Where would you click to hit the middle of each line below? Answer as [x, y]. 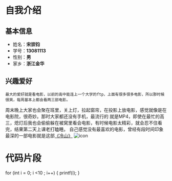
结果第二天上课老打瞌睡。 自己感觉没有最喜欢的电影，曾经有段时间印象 [89, 129]
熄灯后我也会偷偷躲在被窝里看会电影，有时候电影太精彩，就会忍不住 [86, 123]
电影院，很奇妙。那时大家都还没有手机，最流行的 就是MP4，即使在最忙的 [83, 116]
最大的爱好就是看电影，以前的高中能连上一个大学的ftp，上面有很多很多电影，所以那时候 [85, 94]
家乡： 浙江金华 [28, 64]
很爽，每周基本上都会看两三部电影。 [38, 100]
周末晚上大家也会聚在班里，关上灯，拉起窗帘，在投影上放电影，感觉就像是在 [86, 110]
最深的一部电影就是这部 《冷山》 [39, 135]
